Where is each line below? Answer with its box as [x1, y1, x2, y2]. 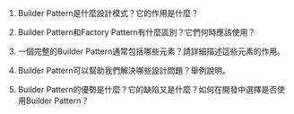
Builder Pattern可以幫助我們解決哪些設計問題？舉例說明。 [17, 66, 230, 75]
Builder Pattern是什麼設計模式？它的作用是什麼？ [17, 8, 199, 18]
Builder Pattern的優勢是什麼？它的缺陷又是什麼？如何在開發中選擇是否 [17, 84, 278, 94]
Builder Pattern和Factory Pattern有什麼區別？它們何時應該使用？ [17, 27, 256, 38]
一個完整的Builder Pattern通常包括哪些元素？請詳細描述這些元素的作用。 [17, 46, 285, 57]
